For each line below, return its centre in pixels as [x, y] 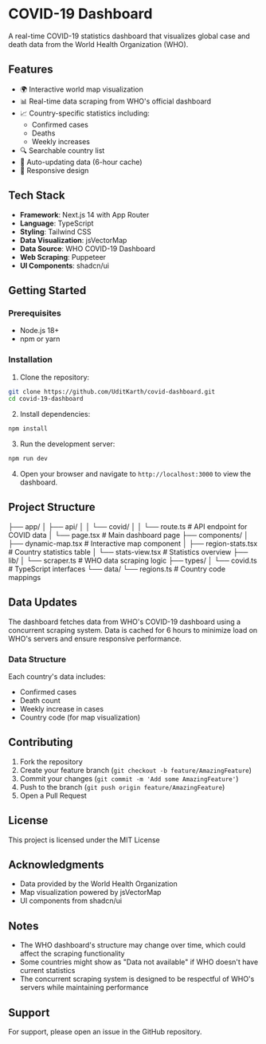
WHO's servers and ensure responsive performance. [95, 638]
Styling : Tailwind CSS [55, 231]
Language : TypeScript [57, 223]
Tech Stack [37, 196]
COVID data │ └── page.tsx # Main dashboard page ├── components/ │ [129, 535]
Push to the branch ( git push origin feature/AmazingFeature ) [122, 787]
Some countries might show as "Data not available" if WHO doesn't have [139, 962]
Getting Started [47, 290]
